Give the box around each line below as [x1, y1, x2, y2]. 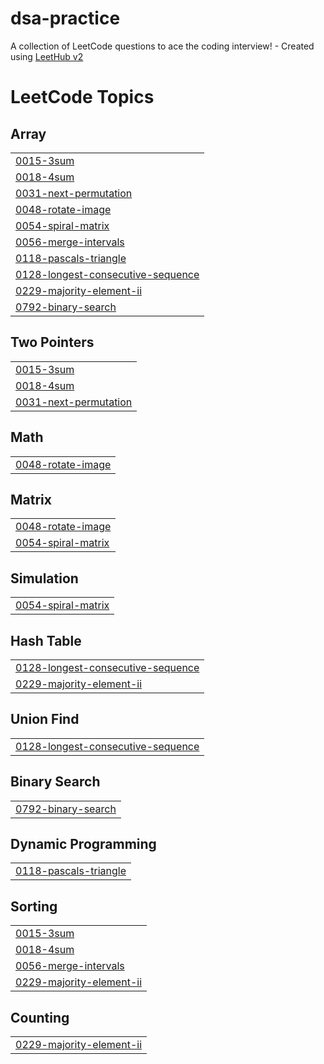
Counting [10, 1009, 70, 1026]
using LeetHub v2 [10, 50, 84, 62]
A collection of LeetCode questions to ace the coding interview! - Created [10, 40, 315, 52]
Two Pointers [10, 334, 95, 351]
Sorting [10, 898, 58, 915]
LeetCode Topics [10, 86, 155, 109]
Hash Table [10, 632, 82, 649]
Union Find [10, 711, 80, 728]
